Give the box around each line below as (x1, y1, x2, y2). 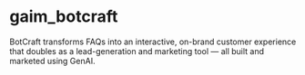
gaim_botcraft (9, 6, 118, 27)
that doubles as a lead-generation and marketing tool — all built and (9, 45, 265, 56)
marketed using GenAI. (9, 55, 96, 66)
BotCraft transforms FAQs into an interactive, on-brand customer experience (9, 36, 297, 47)
